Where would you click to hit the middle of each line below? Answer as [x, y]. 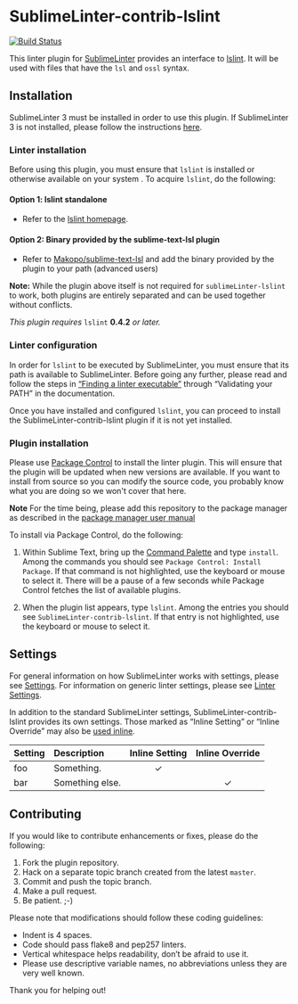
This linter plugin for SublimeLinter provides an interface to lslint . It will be [144, 58]
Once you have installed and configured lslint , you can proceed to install [145, 410]
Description [79, 753]
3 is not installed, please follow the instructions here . [106, 127]
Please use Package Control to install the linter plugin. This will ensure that [146, 463]
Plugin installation [49, 443]
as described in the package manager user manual [102, 518]
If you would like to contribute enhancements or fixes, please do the [134, 835]
